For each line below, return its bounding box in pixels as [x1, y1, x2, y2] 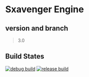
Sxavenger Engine [5, 4, 84, 15]
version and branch [5, 24, 69, 33]
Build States [5, 52, 45, 61]
